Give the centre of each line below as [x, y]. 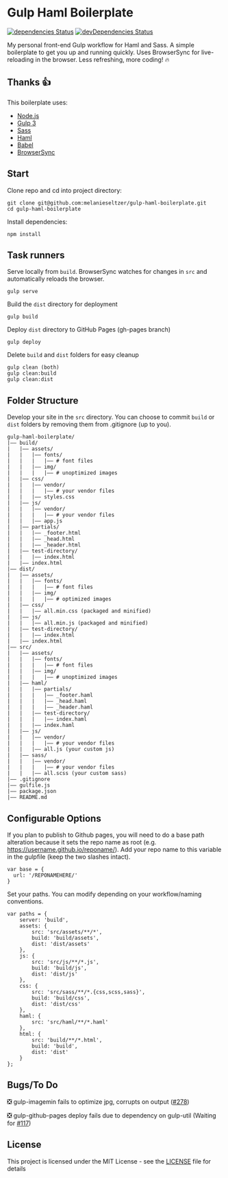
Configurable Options [54, 818]
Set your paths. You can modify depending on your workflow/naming [104, 894]
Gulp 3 [26, 123]
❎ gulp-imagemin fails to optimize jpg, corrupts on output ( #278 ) [98, 1101]
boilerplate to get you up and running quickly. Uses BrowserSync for [103, 52]
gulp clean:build [32, 373]
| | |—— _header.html [44, 545]
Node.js [28, 115]
